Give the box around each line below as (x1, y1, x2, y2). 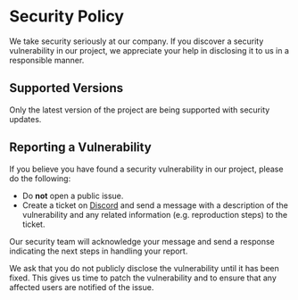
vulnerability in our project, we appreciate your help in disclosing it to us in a (9, 45, 290, 55)
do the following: (9, 172, 71, 184)
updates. (9, 113, 42, 124)
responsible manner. (9, 54, 85, 65)
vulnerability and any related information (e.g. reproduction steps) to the (21, 209, 288, 220)
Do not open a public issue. (21, 190, 124, 201)
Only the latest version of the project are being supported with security (9, 104, 270, 115)
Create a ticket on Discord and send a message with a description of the (21, 199, 288, 211)
